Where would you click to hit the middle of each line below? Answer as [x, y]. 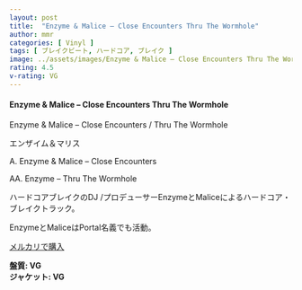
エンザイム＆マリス [45, 143]
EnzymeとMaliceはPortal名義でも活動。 [83, 227]
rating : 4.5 [31, 68]
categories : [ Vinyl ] [52, 43]
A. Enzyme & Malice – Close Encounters [83, 161]
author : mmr [31, 34]
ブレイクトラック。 [44, 208]
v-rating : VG [34, 76]
